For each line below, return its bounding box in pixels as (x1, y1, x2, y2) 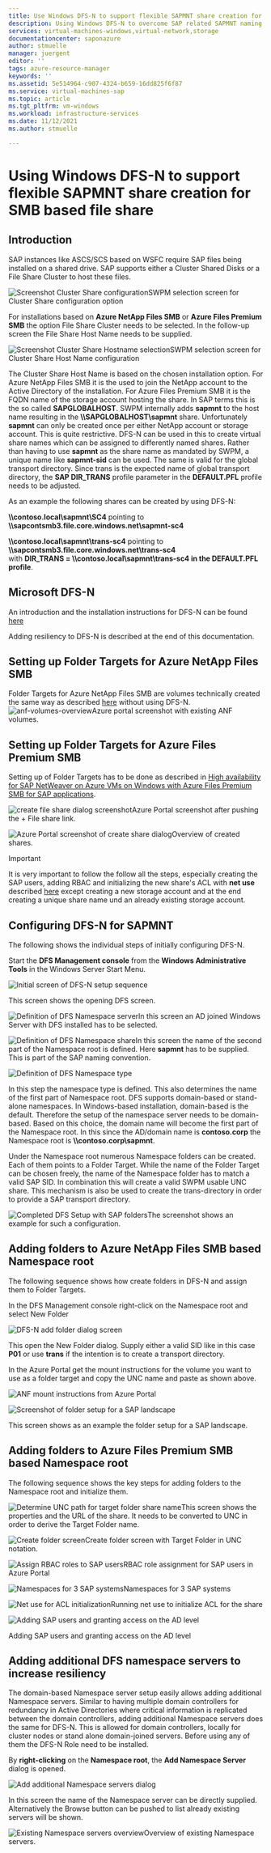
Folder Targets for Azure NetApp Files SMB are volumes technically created (8, 689, 260, 698)
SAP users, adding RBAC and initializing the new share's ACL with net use (8, 878, 255, 888)
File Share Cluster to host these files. (8, 272, 131, 282)
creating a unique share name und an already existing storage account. (8, 895, 246, 905)
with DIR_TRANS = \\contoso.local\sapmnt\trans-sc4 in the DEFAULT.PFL (8, 553, 259, 563)
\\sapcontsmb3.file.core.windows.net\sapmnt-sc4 (8, 520, 184, 530)
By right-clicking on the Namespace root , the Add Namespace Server (8, 1755, 247, 1765)
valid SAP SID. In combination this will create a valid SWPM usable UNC (8, 1177, 247, 1186)
